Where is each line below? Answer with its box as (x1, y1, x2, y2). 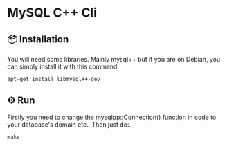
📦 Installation (7, 33, 69, 45)
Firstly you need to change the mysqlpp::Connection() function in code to (7, 113, 217, 121)
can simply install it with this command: (7, 62, 120, 71)
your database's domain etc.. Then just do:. (7, 120, 131, 129)
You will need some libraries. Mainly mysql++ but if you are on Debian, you (7, 55, 221, 63)
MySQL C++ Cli (7, 5, 98, 21)
